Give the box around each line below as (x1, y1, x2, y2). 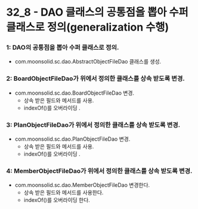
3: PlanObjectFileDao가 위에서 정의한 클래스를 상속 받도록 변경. (6, 120, 181, 129)
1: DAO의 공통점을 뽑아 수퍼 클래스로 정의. (6, 43, 119, 52)
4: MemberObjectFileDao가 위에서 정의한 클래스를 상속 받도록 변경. (6, 167, 193, 175)
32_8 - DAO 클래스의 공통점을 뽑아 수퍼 (6, 5, 189, 19)
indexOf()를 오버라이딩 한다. (23, 196, 91, 204)
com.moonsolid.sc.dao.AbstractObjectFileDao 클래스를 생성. (14, 58, 162, 65)
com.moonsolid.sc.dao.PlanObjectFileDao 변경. (14, 135, 131, 143)
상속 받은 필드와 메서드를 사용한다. (23, 189, 104, 196)
